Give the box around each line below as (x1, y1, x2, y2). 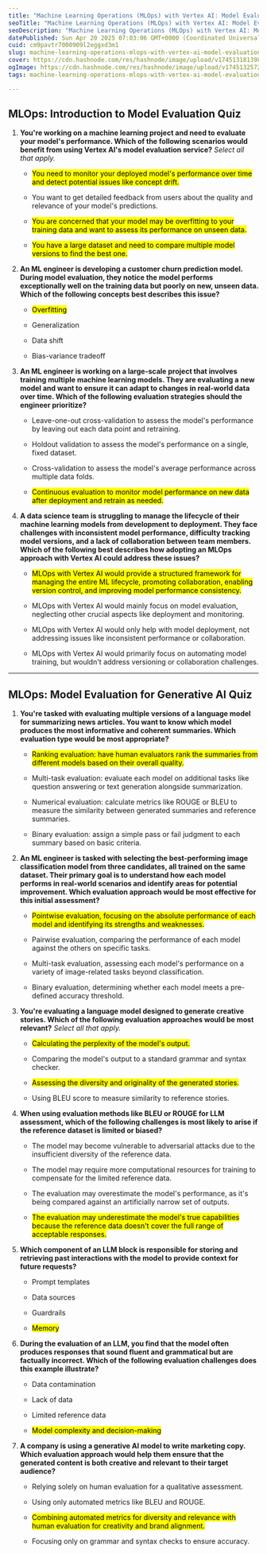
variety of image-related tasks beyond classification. (31, 967, 204, 977)
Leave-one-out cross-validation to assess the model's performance (31, 416, 254, 425)
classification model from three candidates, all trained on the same (19, 862, 246, 871)
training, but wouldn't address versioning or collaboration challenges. (31, 657, 259, 667)
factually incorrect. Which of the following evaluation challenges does (19, 1356, 257, 1366)
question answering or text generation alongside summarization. (31, 782, 243, 792)
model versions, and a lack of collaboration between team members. (19, 537, 252, 546)
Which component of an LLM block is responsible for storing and (19, 1245, 238, 1254)
